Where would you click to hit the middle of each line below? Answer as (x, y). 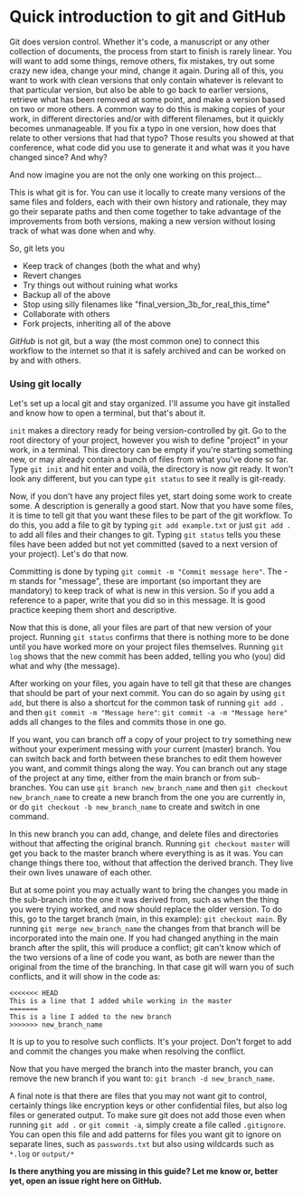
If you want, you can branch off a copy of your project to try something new (151, 740)
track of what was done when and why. (83, 230)
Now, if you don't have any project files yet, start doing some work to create (151, 496)
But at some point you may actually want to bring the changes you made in (148, 890)
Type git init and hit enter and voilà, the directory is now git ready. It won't (151, 469)
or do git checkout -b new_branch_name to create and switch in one (135, 807)
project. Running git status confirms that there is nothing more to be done (149, 637)
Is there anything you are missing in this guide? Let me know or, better (144, 1171)
